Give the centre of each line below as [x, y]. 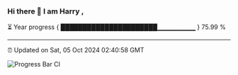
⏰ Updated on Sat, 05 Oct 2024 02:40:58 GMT [76, 50]
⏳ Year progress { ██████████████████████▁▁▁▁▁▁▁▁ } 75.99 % [117, 27]
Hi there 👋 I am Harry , [46, 11]
